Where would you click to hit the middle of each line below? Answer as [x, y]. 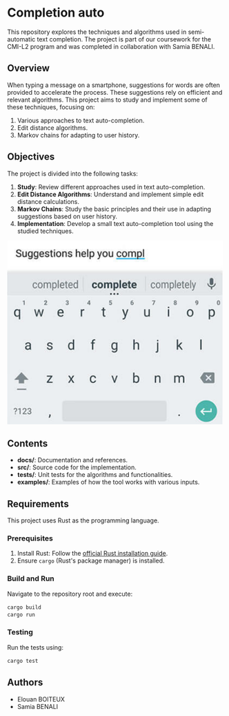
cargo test [23, 661]
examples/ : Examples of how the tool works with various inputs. [108, 482]
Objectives [31, 157]
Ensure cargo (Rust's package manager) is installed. [91, 560]
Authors [25, 682]
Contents [28, 443]
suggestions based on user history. [67, 216]
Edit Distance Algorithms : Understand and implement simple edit [110, 194]
